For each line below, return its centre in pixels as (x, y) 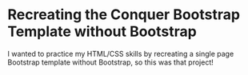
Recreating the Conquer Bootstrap (124, 15)
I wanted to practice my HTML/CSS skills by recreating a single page (121, 53)
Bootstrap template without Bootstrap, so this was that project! (110, 62)
